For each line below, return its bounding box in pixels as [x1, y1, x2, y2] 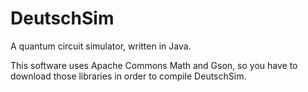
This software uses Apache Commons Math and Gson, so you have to [10, 59, 298, 71]
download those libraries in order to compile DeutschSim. [10, 70, 247, 82]
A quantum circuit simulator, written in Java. [10, 40, 192, 52]
